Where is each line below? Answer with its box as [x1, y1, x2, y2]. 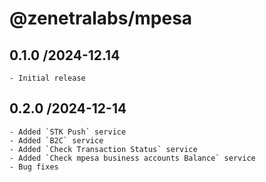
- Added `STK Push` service [9, 127, 127, 137]
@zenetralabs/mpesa [9, 7, 193, 30]
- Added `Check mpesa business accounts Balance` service [9, 153, 256, 163]
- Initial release [9, 73, 86, 83]
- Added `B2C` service [9, 135, 104, 146]
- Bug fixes [9, 162, 59, 172]
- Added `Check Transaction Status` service [9, 144, 198, 154]
